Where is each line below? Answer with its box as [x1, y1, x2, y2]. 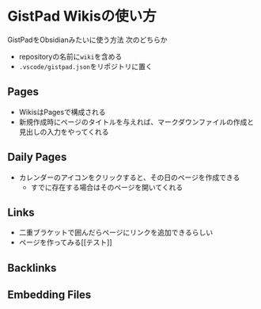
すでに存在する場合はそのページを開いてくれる [30, 182, 183, 192]
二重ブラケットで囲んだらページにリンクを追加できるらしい [18, 227, 214, 238]
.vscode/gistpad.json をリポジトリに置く [18, 61, 153, 71]
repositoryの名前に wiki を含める [18, 51, 123, 61]
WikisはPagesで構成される [18, 107, 106, 116]
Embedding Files [7, 288, 92, 302]
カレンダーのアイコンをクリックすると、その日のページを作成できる [18, 172, 240, 182]
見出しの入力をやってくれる [18, 127, 109, 136]
